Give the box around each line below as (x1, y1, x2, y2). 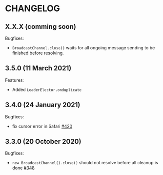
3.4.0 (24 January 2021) (5, 101, 81, 109)
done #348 (12, 165, 35, 171)
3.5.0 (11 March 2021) (5, 64, 72, 72)
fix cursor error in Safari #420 (12, 123, 73, 129)
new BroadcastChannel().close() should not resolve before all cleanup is (12, 160, 159, 166)
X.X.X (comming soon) (5, 22, 77, 31)
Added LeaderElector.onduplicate (12, 87, 82, 92)
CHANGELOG (5, 3, 60, 14)
